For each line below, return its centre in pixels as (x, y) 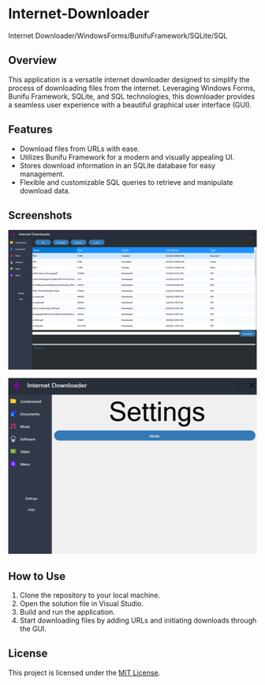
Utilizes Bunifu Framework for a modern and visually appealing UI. (127, 157)
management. (42, 174)
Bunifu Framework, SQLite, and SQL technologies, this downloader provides (131, 96)
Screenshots (40, 215)
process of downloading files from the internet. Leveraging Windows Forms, (132, 88)
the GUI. (33, 629)
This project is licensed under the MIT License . (84, 672)
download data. (45, 190)
